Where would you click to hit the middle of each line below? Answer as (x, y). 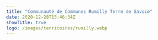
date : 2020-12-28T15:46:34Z (41, 17)
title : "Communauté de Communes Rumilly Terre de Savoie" (79, 11)
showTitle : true (26, 22)
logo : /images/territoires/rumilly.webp (57, 28)
